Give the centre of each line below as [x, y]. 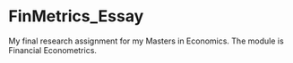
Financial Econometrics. [53, 50]
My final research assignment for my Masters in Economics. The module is [146, 41]
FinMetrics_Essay [76, 16]
